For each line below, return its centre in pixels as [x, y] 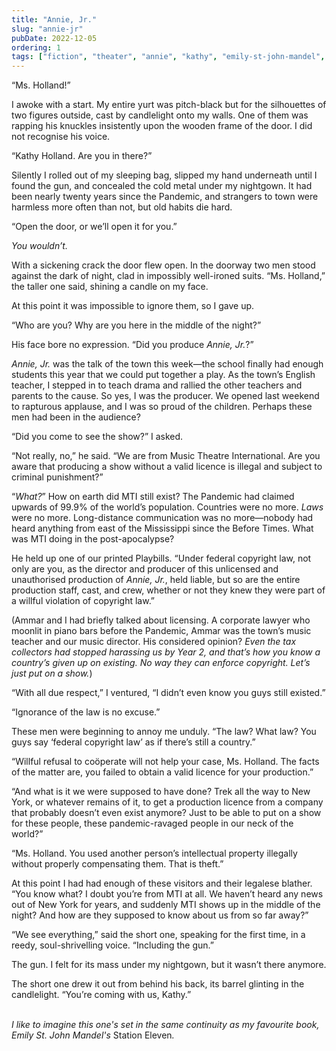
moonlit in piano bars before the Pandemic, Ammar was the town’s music [161, 631]
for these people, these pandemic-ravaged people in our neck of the [152, 823]
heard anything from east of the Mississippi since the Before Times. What [162, 528]
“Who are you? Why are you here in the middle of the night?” [136, 325]
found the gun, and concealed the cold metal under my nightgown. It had [162, 186]
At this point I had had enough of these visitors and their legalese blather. [162, 883]
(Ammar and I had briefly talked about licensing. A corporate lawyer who [161, 620]
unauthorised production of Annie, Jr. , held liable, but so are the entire [156, 580]
